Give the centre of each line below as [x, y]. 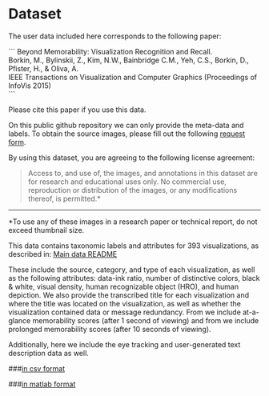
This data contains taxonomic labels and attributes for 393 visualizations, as [134, 246]
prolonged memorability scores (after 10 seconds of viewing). [110, 329]
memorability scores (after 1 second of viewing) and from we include [146, 320]
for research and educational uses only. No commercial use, [127, 182]
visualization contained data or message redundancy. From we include [125, 312]
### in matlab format [42, 384]
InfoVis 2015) [30, 86]
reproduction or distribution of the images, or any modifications [132, 190]
